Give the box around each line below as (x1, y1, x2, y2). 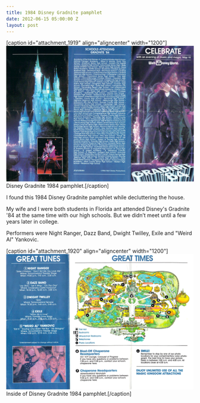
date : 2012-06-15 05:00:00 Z (6, 15, 79, 22)
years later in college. (6, 218, 60, 225)
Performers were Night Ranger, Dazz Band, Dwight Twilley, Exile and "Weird (6, 230, 192, 237)
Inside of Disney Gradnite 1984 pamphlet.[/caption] (6, 390, 132, 397)
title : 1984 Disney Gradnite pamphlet (6, 10, 102, 15)
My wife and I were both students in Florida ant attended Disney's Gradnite (6, 206, 190, 213)
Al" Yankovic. (6, 236, 39, 243)
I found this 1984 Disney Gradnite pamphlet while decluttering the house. (6, 194, 185, 201)
